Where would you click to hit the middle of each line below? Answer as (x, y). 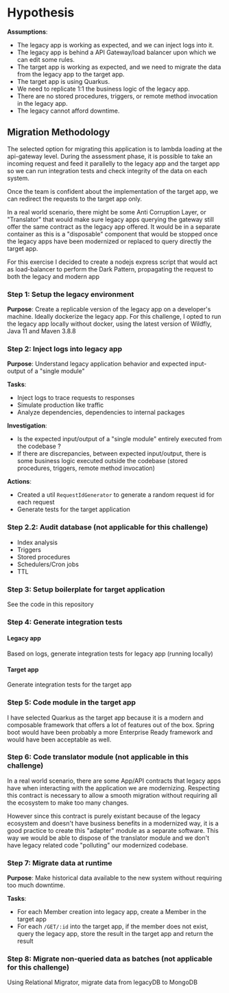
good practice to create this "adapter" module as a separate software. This (113, 830)
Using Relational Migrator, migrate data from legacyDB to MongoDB (102, 982)
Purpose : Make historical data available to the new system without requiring (114, 878)
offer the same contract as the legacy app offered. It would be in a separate (114, 226)
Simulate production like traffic (60, 405)
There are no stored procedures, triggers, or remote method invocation (117, 96)
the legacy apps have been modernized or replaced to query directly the (109, 241)
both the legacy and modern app (53, 276)
